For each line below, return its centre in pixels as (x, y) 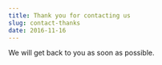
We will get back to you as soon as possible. (81, 53)
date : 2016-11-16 (37, 30)
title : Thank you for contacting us (69, 15)
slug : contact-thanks (45, 23)
